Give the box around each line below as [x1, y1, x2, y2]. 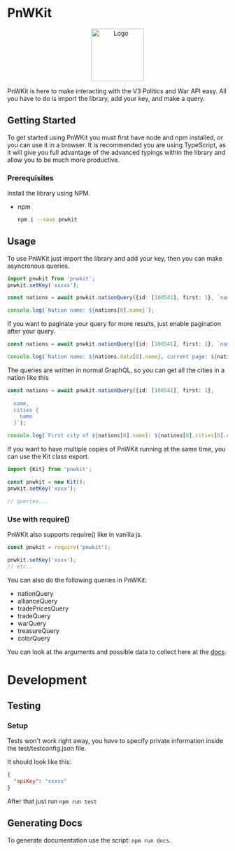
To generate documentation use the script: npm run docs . [7, 836, 171, 844]
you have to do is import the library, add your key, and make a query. [7, 94, 205, 102]
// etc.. [7, 563, 33, 570]
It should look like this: [7, 758, 72, 766]
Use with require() [7, 514, 70, 524]
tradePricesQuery [17, 604, 69, 613]
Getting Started [7, 114, 76, 127]
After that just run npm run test [7, 797, 97, 805]
